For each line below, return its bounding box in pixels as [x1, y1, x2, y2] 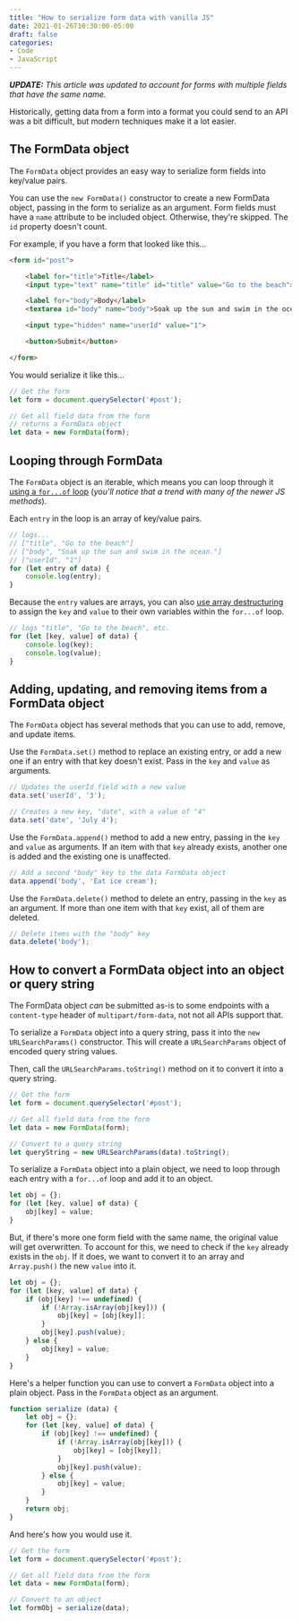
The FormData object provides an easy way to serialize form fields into [9, 165, 266, 176]
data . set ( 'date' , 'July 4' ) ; [9, 815, 118, 825]
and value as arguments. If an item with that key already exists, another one [9, 841, 288, 852]
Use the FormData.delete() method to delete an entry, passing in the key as [9, 893, 287, 904]
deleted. [9, 912, 40, 923]
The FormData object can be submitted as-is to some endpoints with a [9, 1001, 271, 1011]
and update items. [9, 729, 76, 740]
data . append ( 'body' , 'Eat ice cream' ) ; [9, 876, 159, 886]
